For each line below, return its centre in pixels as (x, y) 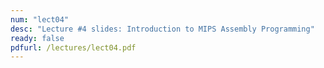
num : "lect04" (40, 19)
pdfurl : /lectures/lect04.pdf (73, 47)
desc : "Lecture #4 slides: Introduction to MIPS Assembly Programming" (162, 29)
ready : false (37, 38)
